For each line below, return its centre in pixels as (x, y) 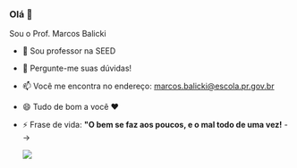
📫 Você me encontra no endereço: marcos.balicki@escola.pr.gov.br (148, 86)
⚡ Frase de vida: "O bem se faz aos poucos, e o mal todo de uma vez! (152, 125)
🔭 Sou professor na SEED (69, 51)
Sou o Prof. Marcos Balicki (58, 34)
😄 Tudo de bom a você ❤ (70, 107)
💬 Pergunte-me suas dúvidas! (77, 68)
